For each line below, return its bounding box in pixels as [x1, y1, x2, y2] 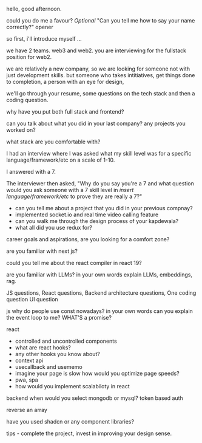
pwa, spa [15, 376, 38, 383]
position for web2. [6, 53, 52, 60]
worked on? [6, 126, 36, 133]
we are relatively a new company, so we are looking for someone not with [6, 65, 190, 72]
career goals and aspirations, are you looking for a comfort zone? [6, 236, 170, 242]
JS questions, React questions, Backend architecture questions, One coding [6, 289, 197, 297]
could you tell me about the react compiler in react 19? [6, 259, 142, 266]
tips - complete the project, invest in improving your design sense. [6, 430, 172, 437]
